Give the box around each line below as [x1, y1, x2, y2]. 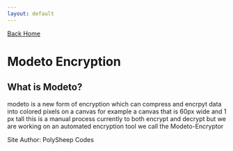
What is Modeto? [7, 81, 83, 93]
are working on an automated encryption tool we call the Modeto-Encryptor [7, 122, 224, 130]
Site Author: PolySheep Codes [7, 135, 94, 143]
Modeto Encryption [7, 54, 122, 70]
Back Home [7, 29, 40, 38]
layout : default [7, 10, 54, 17]
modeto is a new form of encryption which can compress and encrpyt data [7, 100, 222, 108]
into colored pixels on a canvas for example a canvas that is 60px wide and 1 [7, 107, 227, 116]
